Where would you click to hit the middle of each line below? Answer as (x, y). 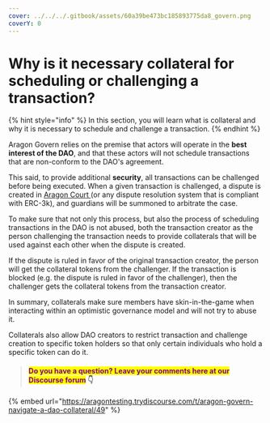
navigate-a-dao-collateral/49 (57, 409)
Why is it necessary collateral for (121, 64)
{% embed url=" (36, 401)
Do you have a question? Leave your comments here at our (129, 371)
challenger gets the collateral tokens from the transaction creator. (117, 286)
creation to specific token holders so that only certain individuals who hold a (135, 344)
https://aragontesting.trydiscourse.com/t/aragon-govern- (158, 401)
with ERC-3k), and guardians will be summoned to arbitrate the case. (123, 203)
